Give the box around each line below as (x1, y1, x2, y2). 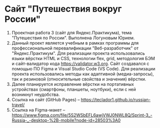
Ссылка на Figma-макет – (11, 107, 65, 112)
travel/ (11, 102, 25, 108)
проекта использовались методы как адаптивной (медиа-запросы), (11, 71, 154, 77)
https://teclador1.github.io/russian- (80, 96, 151, 102)
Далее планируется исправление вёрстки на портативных (11, 81, 134, 87)
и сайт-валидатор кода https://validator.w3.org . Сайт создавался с (11, 61, 150, 66)
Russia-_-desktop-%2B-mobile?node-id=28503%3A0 (11, 117, 121, 123)
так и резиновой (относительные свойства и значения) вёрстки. (11, 76, 147, 82)
